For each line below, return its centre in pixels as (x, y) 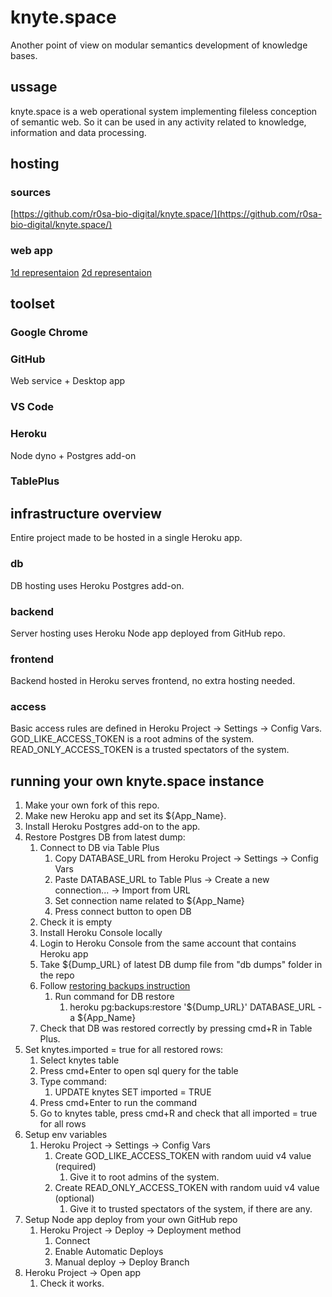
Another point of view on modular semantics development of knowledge (159, 45)
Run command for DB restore (114, 997)
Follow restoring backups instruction (115, 986)
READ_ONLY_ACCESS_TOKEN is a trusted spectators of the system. (150, 750)
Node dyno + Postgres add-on (73, 455)
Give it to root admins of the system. (144, 1177)
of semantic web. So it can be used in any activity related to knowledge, (158, 122)
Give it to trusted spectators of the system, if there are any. (191, 1209)
